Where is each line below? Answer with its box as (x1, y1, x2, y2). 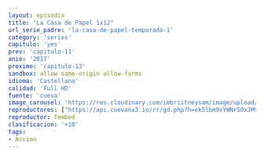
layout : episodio (8, 11, 65, 20)
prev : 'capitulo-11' (8, 48, 76, 56)
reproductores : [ (8, 106, 65, 114)
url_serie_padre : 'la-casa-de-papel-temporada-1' (8, 26, 174, 34)
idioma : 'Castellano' (8, 77, 79, 85)
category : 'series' (8, 33, 72, 41)
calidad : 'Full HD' (8, 84, 72, 92)
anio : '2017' (8, 56, 51, 63)
